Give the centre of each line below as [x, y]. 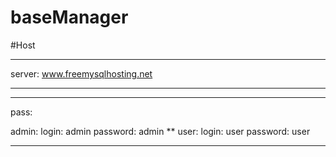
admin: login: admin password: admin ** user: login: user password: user [160, 131]
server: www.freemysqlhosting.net [81, 73]
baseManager [69, 17]
